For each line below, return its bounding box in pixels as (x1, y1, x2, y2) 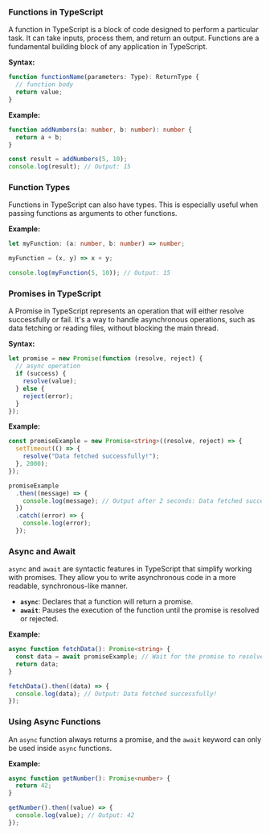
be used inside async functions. (8, 743, 112, 753)
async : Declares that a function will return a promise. (19, 597, 194, 607)
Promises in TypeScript (8, 288, 102, 300)
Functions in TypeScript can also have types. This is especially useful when (8, 200, 259, 210)
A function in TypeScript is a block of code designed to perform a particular (8, 25, 259, 35)
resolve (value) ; (22, 377, 78, 385)
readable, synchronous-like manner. (8, 581, 129, 591)
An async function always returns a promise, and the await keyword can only (8, 734, 262, 744)
